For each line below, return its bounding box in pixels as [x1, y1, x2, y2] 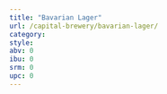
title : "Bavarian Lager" [9, 13, 102, 22]
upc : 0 [9, 72, 34, 81]
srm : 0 [9, 64, 34, 73]
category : [9, 30, 47, 38]
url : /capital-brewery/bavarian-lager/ [9, 21, 159, 30]
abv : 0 [9, 47, 34, 56]
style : [9, 38, 34, 47]
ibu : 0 [9, 55, 34, 64]
